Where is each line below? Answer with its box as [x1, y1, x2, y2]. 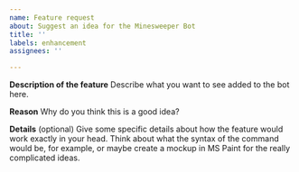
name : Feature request [9, 13, 95, 23]
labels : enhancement [9, 38, 88, 48]
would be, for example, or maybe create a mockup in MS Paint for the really [9, 143, 291, 154]
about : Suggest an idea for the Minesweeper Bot [9, 22, 196, 31]
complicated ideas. [9, 152, 80, 163]
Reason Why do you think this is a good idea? [9, 106, 180, 117]
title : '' [9, 30, 47, 39]
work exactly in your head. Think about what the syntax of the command [9, 133, 279, 144]
